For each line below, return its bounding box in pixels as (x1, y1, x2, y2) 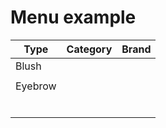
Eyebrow (15, 79, 57, 93)
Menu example (10, 6, 137, 29)
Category (66, 42, 113, 56)
